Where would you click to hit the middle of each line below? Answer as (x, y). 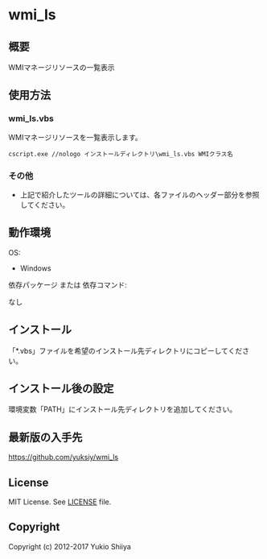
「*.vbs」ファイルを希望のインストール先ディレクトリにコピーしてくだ (125, 350)
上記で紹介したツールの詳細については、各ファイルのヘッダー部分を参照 (140, 194)
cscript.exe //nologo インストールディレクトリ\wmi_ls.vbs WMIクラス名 (121, 154)
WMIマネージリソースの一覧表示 (62, 67)
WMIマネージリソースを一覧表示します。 (75, 137)
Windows (35, 268)
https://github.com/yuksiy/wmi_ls (64, 458)
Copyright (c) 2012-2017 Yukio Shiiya (70, 546)
